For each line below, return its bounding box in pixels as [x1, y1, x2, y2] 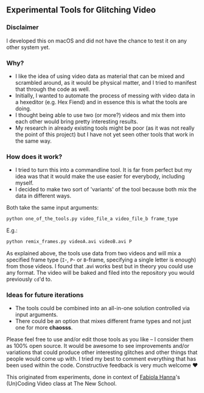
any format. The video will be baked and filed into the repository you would [6, 269, 195, 277]
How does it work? [6, 152, 63, 161]
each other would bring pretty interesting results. [15, 118, 138, 125]
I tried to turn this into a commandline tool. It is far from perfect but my [15, 166, 192, 174]
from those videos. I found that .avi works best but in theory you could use [6, 263, 194, 270]
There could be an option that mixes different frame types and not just [15, 317, 192, 325]
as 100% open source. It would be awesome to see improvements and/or [6, 342, 190, 350]
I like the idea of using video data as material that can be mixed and [15, 73, 185, 80]
